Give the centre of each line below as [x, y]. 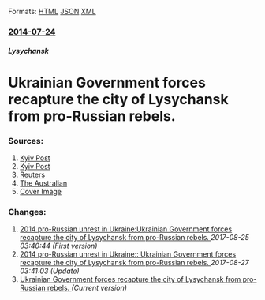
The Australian [43, 183]
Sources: [26, 141]
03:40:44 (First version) [58, 246]
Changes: [27, 212]
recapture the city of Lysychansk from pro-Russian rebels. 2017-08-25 [134, 238]
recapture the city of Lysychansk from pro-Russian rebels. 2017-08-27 [134, 263]
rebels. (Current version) [87, 288]
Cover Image [40, 191]
